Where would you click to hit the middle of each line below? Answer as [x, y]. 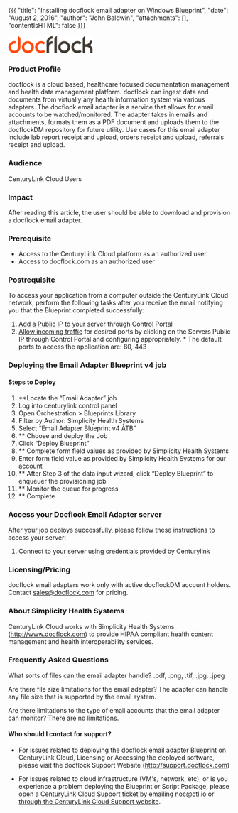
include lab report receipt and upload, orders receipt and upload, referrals [116, 137]
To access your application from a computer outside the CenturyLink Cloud [118, 295]
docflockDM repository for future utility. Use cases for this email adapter [114, 130]
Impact [21, 197]
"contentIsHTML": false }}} [47, 25]
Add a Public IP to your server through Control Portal [95, 324]
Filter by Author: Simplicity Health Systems [81, 420]
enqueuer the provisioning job [62, 481]
